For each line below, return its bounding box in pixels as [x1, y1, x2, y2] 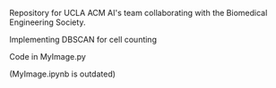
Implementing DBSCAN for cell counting [9, 35, 157, 44]
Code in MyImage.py [9, 52, 87, 61]
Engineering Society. [9, 17, 86, 28]
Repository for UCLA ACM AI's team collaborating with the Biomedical [9, 8, 268, 18]
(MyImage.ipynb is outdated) [9, 68, 116, 79]
